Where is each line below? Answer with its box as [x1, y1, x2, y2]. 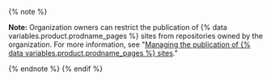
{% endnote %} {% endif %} [8, 64, 104, 74]
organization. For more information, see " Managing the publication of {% [8, 40, 251, 49]
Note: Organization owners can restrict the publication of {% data [8, 23, 228, 32]
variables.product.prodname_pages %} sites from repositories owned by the [8, 32, 263, 40]
